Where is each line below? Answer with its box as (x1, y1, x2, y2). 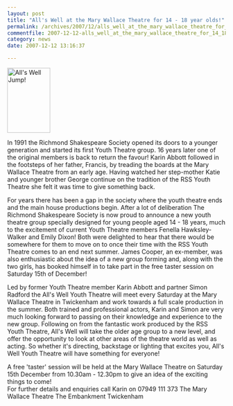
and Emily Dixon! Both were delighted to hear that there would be (28, 233, 215, 241)
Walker (7, 233, 28, 241)
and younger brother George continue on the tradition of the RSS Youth (7, 175, 211, 184)
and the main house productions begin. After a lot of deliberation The (7, 204, 205, 211)
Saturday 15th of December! (7, 270, 87, 278)
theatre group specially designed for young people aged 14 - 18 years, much (7, 218, 225, 226)
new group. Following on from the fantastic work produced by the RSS (7, 320, 208, 328)
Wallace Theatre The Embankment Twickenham (7, 392, 144, 400)
